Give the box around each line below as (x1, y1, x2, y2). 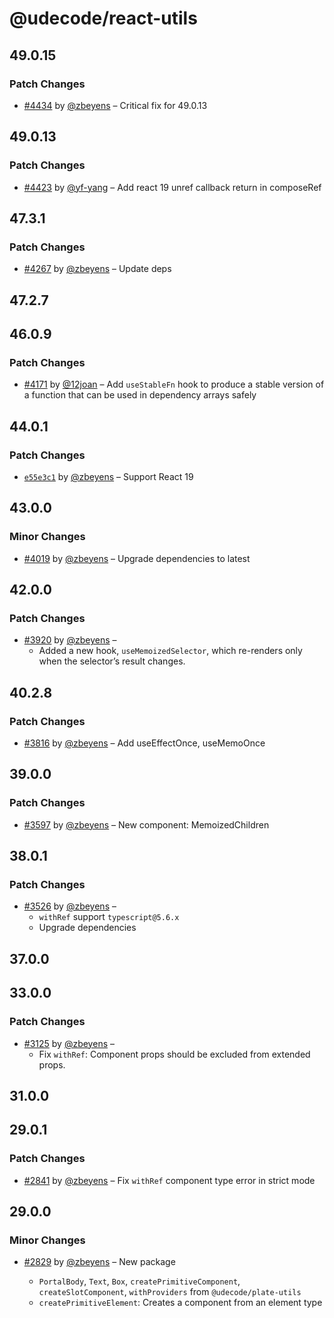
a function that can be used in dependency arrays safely (23, 389, 257, 401)
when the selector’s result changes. (38, 655, 186, 667)
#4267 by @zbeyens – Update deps (23, 263, 172, 275)
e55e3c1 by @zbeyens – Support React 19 (23, 471, 194, 483)
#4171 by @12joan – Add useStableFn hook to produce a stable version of (23, 378, 325, 391)
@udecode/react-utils (9, 7, 198, 30)
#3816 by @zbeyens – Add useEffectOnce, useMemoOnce (23, 737, 266, 749)
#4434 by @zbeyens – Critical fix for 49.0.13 (23, 99, 208, 111)
